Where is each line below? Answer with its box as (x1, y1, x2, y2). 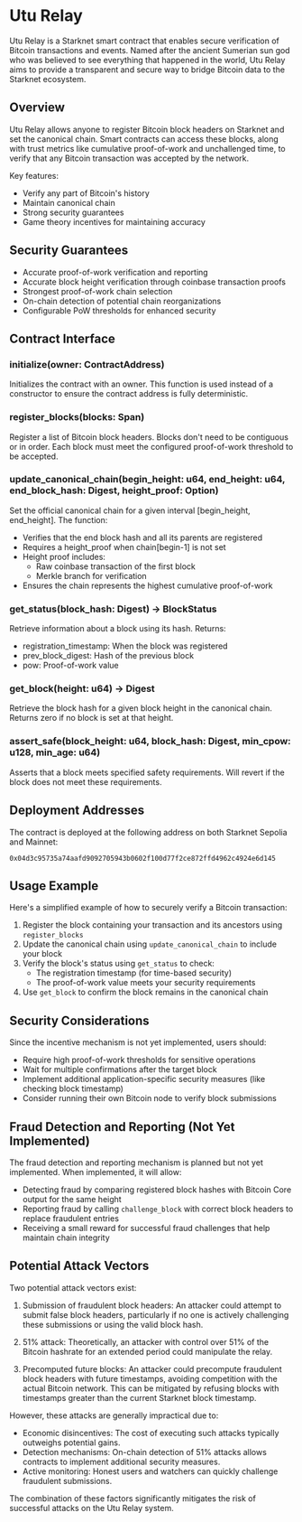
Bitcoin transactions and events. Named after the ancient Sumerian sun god (9, 44, 290, 55)
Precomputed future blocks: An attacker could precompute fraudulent (22, 1363, 282, 1374)
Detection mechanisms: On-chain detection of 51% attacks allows (22, 1446, 268, 1457)
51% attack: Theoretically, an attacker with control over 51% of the (22, 1336, 269, 1347)
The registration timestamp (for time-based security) (35, 967, 233, 978)
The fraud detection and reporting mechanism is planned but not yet (9, 1157, 263, 1168)
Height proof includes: (22, 551, 106, 562)
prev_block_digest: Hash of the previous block (22, 650, 195, 661)
